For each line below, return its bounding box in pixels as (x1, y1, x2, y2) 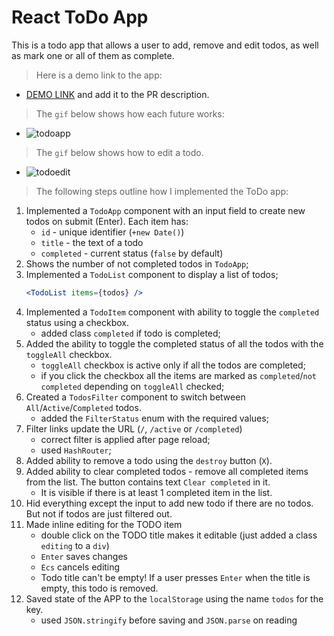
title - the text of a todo (40, 236, 144, 248)
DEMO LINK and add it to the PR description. (25, 88, 210, 100)
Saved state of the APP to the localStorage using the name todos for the (25, 592, 324, 605)
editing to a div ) (40, 539, 110, 551)
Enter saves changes (40, 550, 129, 562)
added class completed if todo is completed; (40, 327, 221, 339)
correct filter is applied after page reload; (40, 433, 211, 445)
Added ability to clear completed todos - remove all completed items (25, 465, 309, 477)
